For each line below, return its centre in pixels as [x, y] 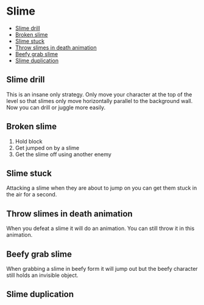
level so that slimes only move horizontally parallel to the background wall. [100, 101]
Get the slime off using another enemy [63, 154]
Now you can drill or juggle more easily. [56, 107]
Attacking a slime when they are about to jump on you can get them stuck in [102, 188]
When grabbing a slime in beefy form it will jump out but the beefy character [102, 269]
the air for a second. [32, 195]
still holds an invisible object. [42, 275]
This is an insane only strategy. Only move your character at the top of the [99, 94]
